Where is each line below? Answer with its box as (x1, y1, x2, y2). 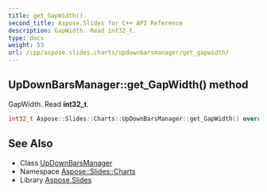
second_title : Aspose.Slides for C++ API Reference (8, 19, 183, 27)
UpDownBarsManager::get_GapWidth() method (8, 78, 249, 92)
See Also (8, 137, 53, 151)
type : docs (8, 33, 44, 42)
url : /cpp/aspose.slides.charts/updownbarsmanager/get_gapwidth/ (8, 49, 229, 57)
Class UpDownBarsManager (19, 158, 113, 167)
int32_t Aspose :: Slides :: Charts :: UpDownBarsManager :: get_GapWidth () (8, 115, 240, 123)
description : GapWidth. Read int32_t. (8, 26, 137, 34)
